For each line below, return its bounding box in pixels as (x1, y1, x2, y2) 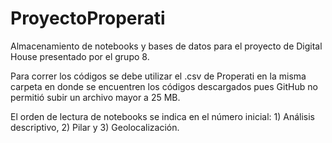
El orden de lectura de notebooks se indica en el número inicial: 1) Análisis (10, 110, 315, 122)
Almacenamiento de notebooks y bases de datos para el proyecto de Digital (10, 40, 323, 52)
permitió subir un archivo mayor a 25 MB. (10, 91, 181, 103)
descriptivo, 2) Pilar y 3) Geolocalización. (10, 121, 180, 133)
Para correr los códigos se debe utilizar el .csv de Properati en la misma (10, 70, 307, 82)
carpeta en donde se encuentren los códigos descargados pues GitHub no (10, 80, 318, 92)
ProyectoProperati (10, 7, 166, 30)
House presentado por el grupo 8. (10, 50, 150, 62)
